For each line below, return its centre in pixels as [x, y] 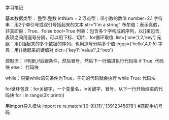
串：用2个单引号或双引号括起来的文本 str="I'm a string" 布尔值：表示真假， [84, 25]
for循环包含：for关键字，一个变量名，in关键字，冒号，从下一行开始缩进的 [82, 89]
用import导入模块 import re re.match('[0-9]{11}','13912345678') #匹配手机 [82, 106]
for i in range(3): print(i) [40, 95]
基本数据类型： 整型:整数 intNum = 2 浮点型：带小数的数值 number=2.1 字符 [84, 18]
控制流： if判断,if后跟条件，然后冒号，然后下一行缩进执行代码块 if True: [79, 61]
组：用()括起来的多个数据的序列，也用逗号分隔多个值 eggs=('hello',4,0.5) [81, 44]
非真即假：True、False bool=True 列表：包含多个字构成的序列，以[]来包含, [83, 31]
